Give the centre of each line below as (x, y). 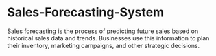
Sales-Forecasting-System (86, 12)
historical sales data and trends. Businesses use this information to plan (108, 38)
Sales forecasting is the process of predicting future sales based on (103, 31)
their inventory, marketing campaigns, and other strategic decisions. (104, 45)
